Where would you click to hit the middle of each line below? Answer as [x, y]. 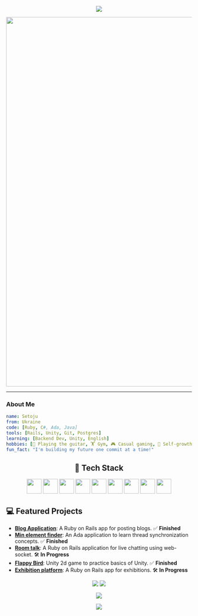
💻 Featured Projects [44, 511]
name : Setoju [22, 417]
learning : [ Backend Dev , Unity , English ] [58, 438]
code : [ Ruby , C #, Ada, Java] [42, 428]
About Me [21, 404]
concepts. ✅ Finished [41, 542]
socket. [24, 555]
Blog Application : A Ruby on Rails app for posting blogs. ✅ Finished [98, 529]
